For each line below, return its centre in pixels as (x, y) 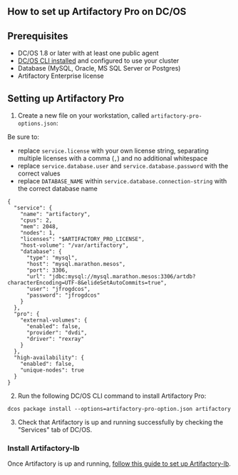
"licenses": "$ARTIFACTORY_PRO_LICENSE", (82, 239)
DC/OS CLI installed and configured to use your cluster (98, 61)
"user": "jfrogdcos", (58, 289)
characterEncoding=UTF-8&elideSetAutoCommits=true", (87, 283)
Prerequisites (38, 36)
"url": (36, 277)
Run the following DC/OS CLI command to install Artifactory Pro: (112, 396)
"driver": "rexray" (55, 339)
